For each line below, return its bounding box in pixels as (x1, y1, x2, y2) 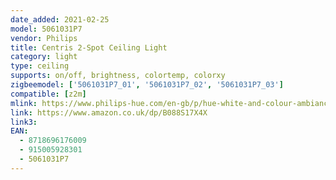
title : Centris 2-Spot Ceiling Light (10, 42, 168, 53)
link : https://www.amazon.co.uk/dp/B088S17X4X (10, 107, 208, 118)
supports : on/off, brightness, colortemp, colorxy (10, 71, 226, 81)
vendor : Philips (10, 33, 78, 43)
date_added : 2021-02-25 (10, 14, 110, 25)
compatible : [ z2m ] (10, 89, 87, 99)
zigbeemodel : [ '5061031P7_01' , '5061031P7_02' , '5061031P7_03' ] (10, 80, 284, 90)
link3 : (10, 117, 38, 127)
